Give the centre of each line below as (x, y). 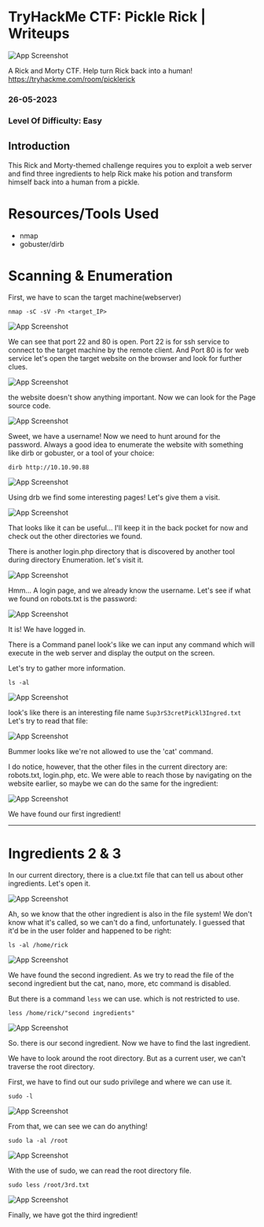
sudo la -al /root (38, 1141)
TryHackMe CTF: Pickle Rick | (107, 17)
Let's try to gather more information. (67, 668)
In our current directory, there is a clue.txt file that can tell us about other (126, 876)
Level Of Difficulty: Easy (55, 121)
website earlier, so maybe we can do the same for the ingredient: (113, 783)
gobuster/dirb (42, 244)
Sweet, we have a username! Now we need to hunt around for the (114, 437)
